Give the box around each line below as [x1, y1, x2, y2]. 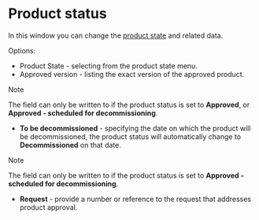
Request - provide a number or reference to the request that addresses [19, 194, 252, 203]
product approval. [19, 202, 78, 212]
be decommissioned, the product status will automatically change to [19, 131, 242, 141]
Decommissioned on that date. [19, 140, 122, 149]
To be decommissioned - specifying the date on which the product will [19, 123, 251, 133]
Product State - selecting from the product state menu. [19, 60, 198, 71]
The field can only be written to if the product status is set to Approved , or [8, 100, 250, 109]
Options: [8, 46, 36, 55]
